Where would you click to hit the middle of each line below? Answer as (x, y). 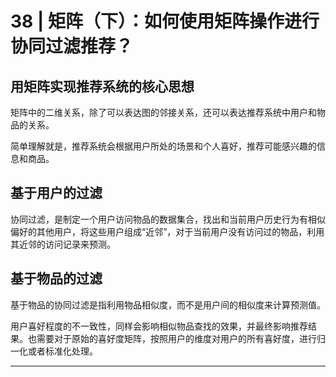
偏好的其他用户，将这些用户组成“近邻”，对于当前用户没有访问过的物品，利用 (167, 231)
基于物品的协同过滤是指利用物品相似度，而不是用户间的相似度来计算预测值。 (168, 304)
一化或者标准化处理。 (54, 351)
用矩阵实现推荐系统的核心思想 (102, 86)
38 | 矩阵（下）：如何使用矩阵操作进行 (165, 21)
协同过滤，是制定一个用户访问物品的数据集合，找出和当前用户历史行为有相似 (168, 219)
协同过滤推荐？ (72, 46)
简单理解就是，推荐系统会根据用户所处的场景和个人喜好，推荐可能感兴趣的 (163, 146)
